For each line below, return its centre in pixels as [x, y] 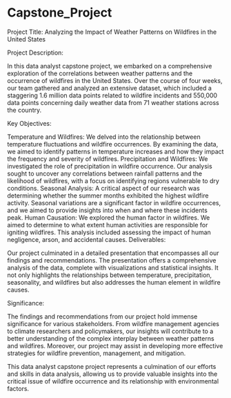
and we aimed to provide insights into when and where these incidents [108, 210]
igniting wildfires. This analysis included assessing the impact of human [109, 232]
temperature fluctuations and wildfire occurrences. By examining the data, [113, 144]
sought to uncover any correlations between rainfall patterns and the [104, 173]
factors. [18, 388]
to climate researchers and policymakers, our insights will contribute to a [110, 331]
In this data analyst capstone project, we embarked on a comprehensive [110, 66]
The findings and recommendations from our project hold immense [102, 316]
